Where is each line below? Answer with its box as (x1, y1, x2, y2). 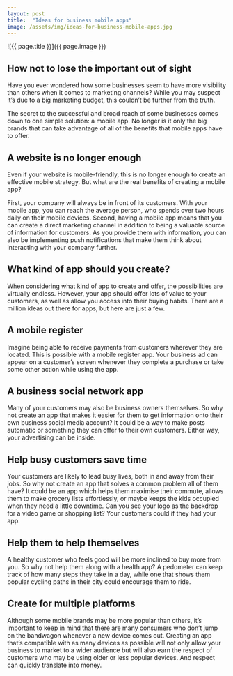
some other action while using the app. (7, 365, 119, 373)
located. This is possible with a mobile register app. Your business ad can (7, 350, 218, 359)
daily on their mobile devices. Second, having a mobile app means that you (7, 213, 223, 222)
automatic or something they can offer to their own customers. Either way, (7, 426, 220, 435)
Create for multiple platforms (7, 598, 136, 610)
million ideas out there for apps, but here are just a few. (7, 304, 166, 313)
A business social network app (7, 385, 144, 398)
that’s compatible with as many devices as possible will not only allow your (7, 638, 221, 647)
